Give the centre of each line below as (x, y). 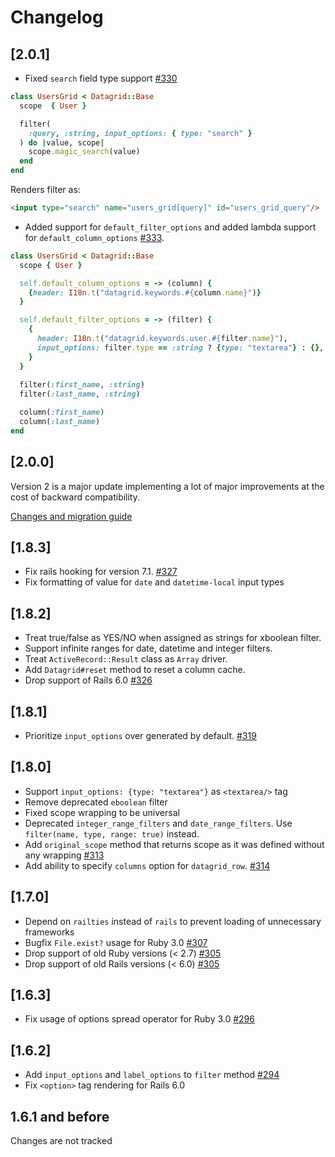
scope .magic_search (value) (84, 152)
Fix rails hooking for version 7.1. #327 (101, 572)
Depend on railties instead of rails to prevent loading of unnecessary (173, 921)
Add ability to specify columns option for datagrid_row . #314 (147, 865)
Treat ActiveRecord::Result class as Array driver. (126, 659)
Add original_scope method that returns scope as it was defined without (174, 844)
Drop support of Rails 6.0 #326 (88, 680)
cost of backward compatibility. (75, 497)
